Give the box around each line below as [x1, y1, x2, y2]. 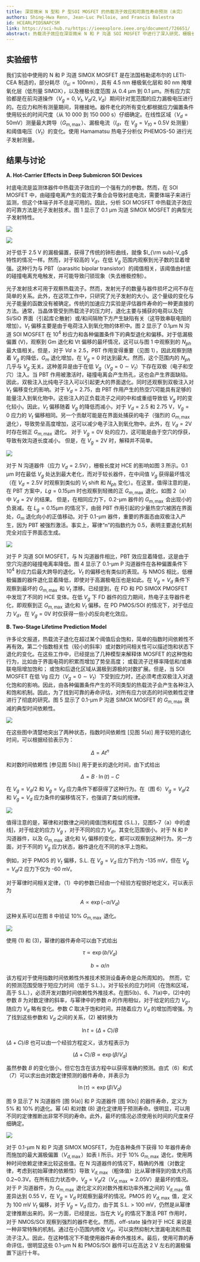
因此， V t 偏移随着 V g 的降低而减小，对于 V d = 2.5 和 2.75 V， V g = [26, 403, 189, 411]
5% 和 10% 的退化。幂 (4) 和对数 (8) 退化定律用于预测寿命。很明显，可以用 [6, 1105, 190, 1112]
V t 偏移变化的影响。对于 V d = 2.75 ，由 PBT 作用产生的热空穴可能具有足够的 [6, 386, 192, 395]
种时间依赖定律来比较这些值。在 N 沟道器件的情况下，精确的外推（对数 [6, 1159, 180, 1167]
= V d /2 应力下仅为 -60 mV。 [6, 866, 76, 874]
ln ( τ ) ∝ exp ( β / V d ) [78, 1084, 122, 1093]
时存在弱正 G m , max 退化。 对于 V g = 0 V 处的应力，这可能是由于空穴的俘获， [6, 429, 193, 437]
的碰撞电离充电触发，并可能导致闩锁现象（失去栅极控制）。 [6, 272, 150, 279]
